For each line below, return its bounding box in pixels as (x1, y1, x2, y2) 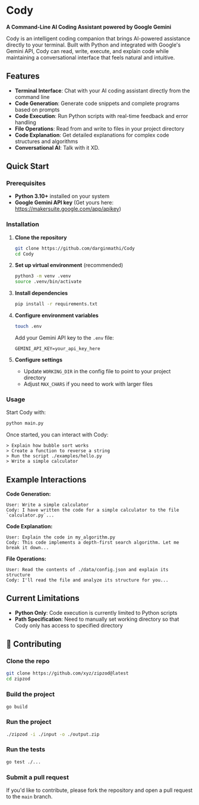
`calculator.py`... (6, 512, 55, 518)
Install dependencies (14, 290, 68, 297)
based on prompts (14, 106, 60, 113)
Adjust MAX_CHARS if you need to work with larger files (23, 380, 153, 388)
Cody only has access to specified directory (14, 621, 123, 629)
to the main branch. (6, 793, 53, 800)
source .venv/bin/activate (14, 278, 82, 285)
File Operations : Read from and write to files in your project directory (14, 125, 185, 132)
